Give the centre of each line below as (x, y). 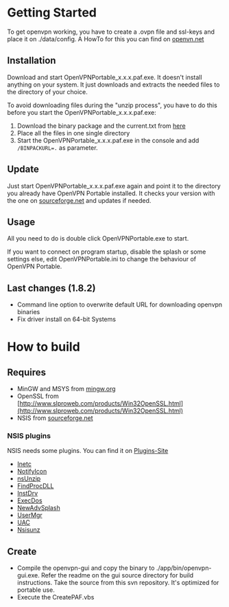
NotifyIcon (32, 472)
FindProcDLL (35, 486)
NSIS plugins (29, 436)
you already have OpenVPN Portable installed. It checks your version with (111, 193)
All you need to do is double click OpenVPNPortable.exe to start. (98, 239)
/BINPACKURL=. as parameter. (57, 147)
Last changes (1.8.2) (51, 288)
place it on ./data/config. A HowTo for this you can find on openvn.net (106, 38)
